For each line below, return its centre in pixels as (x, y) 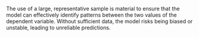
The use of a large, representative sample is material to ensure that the (93, 9)
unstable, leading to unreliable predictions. (58, 27)
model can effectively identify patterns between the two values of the (91, 15)
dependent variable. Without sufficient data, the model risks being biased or (99, 21)
